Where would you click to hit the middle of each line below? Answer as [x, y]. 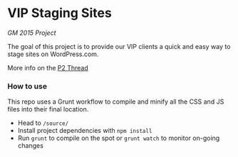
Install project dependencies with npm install [85, 131]
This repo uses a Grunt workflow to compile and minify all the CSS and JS [116, 102]
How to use [27, 86]
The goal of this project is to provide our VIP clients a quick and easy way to [119, 46]
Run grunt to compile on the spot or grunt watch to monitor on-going [119, 138]
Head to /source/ [43, 123]
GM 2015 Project [32, 33]
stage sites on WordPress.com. [53, 54]
